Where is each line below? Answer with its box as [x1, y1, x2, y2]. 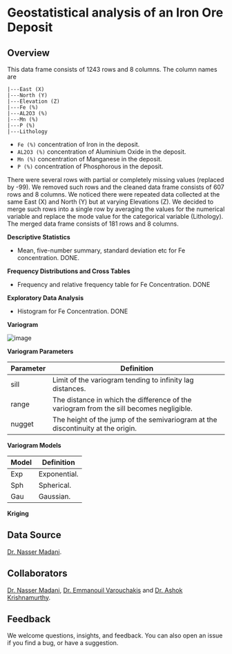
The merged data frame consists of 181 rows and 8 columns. [7, 219, 180, 228]
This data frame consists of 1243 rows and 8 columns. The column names [7, 66, 217, 73]
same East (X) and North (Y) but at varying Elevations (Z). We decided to [7, 198, 214, 206]
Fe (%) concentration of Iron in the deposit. [17, 140, 140, 148]
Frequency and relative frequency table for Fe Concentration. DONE [17, 281, 211, 288]
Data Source [7, 529, 61, 541]
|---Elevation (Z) [7, 98, 60, 105]
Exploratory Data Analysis [7, 294, 84, 301]
